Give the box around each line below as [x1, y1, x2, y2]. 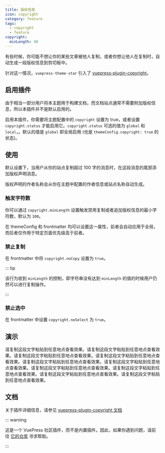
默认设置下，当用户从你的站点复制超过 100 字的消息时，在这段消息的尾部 [5, 164, 153, 170]
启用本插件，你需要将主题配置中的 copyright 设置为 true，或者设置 [5, 116, 140, 122]
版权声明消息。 [9, 171, 40, 177]
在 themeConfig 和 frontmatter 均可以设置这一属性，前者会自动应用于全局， [5, 224, 158, 229]
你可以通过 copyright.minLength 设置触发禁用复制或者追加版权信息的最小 [5, 207, 153, 213]
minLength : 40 [9, 39, 38, 44]
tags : [5, 21, 16, 26]
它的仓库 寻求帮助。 [10, 433, 51, 439]
